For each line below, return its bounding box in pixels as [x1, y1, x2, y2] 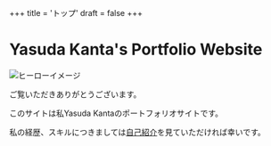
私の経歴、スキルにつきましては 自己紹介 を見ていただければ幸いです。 [9, 126, 266, 137]
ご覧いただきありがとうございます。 [9, 88, 142, 100]
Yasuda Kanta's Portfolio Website [9, 39, 263, 60]
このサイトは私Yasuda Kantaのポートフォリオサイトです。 [9, 108, 224, 118]
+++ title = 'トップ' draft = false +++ [9, 8, 143, 18]
